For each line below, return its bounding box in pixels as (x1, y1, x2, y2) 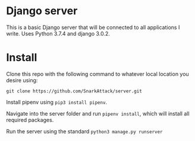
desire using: (6, 76, 38, 84)
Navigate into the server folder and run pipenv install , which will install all (6, 110, 190, 117)
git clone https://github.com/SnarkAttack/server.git (6, 88, 143, 94)
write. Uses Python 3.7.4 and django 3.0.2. (6, 30, 110, 37)
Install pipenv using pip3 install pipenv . (6, 98, 108, 105)
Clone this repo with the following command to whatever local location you (6, 70, 189, 78)
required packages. (6, 116, 54, 123)
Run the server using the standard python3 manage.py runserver (6, 127, 163, 134)
